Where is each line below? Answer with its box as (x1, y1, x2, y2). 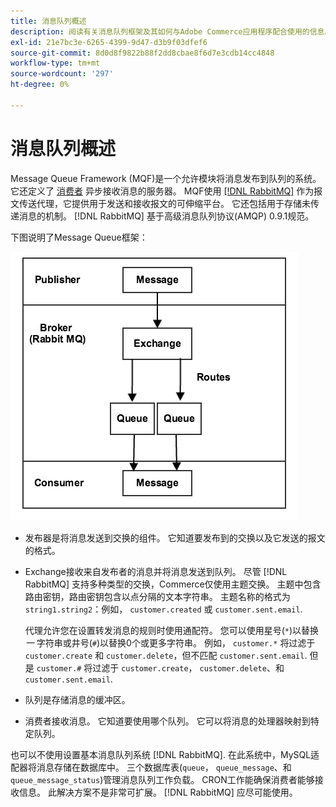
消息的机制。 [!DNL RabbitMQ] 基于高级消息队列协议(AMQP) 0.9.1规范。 (18, 210, 315, 222)
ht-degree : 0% (10, 80, 70, 90)
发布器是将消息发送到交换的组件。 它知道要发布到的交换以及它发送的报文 (24, 531, 326, 544)
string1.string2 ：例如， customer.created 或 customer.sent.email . (24, 603, 303, 615)
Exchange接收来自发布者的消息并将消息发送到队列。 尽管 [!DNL (24, 565, 288, 577)
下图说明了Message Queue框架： (10, 231, 148, 243)
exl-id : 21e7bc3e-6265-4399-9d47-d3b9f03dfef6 (10, 37, 208, 47)
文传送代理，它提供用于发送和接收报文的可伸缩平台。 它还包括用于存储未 (10, 197, 311, 209)
